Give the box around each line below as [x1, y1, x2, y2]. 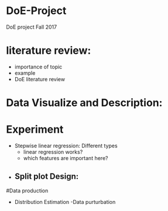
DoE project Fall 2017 [6, 23, 57, 30]
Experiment [6, 123, 64, 136]
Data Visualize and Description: [6, 96, 163, 109]
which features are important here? [23, 155, 108, 161]
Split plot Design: [14, 171, 79, 182]
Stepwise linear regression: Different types [14, 142, 118, 149]
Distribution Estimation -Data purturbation [14, 198, 116, 205]
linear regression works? [23, 148, 83, 155]
